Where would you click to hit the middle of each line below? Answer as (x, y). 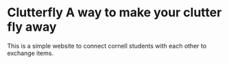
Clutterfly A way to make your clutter (114, 13)
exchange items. (30, 53)
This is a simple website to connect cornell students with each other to (107, 46)
